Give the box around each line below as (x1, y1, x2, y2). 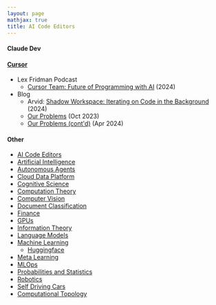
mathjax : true (7, 17, 48, 23)
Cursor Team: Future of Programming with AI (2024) (27, 83, 176, 91)
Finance (17, 209, 41, 217)
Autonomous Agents (17, 165, 76, 173)
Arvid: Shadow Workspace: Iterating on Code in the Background (27, 97, 209, 106)
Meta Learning (17, 253, 59, 262)
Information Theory (17, 224, 72, 232)
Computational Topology (17, 290, 87, 298)
